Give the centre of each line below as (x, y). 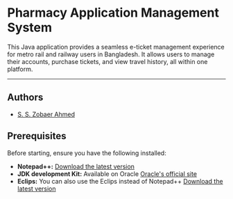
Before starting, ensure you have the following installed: (87, 153)
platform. (20, 69)
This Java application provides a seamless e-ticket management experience (116, 47)
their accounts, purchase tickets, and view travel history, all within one (107, 61)
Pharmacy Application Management (113, 13)
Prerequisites (37, 136)
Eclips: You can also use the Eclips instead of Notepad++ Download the (120, 181)
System (30, 27)
